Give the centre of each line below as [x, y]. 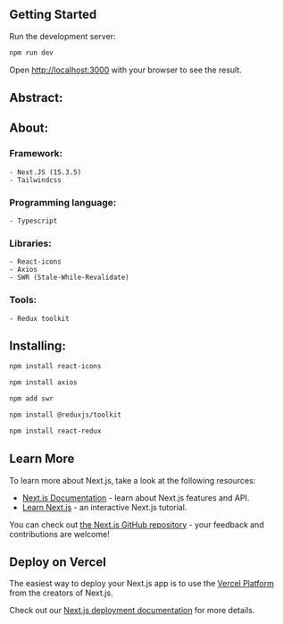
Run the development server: [62, 36]
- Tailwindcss [36, 180]
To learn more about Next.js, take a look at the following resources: [133, 480]
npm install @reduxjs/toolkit [66, 415]
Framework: [36, 154]
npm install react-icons [55, 367]
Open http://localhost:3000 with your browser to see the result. [126, 70]
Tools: [23, 300]
